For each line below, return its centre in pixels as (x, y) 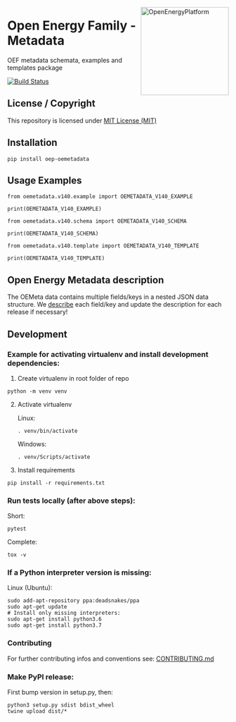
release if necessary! (38, 312)
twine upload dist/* (38, 711)
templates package (35, 68)
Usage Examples (45, 180)
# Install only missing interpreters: (64, 613)
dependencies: (33, 363)
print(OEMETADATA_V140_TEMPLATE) (56, 258)
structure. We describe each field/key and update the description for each (114, 305)
